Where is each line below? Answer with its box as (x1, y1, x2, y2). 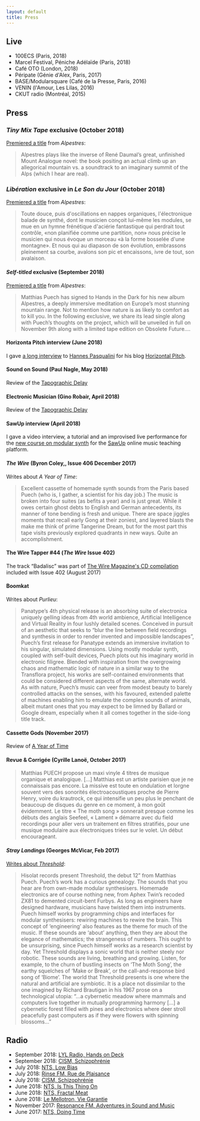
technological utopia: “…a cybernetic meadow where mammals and (20, 992, 186, 1000)
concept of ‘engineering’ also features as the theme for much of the (20, 922, 188, 929)
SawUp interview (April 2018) (6, 420, 81, 427)
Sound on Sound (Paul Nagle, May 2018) (6, 366, 109, 373)
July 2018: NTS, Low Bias (14, 1064, 78, 1071)
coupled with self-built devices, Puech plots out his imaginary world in (20, 652, 194, 659)
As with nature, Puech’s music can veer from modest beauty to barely (20, 683, 193, 691)
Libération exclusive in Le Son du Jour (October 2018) (6, 185, 165, 193)
